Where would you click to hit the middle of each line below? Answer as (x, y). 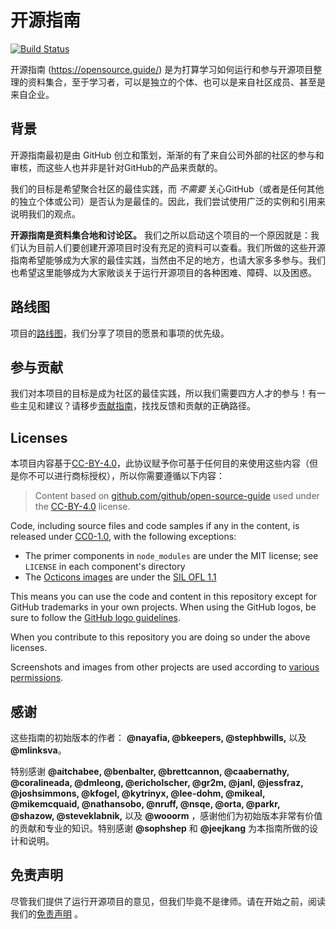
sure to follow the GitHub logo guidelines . (95, 618)
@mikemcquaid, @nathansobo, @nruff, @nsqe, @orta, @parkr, (145, 804)
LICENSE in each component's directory (105, 567)
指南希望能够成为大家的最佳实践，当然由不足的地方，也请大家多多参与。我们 (168, 260)
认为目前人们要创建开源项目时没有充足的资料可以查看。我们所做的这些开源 (172, 247)
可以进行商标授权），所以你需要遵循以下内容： (130, 476)
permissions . (37, 678)
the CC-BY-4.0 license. (82, 507)
